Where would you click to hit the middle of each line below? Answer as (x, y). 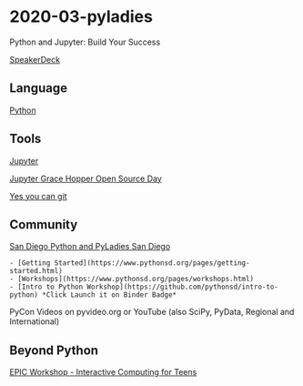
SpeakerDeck (35, 59)
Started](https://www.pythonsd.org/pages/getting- (152, 263)
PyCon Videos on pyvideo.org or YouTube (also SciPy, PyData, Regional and (152, 312)
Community (44, 224)
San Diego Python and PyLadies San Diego (90, 247)
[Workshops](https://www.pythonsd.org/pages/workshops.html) (136, 279)
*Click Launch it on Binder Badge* (110, 295)
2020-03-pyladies (81, 17)
